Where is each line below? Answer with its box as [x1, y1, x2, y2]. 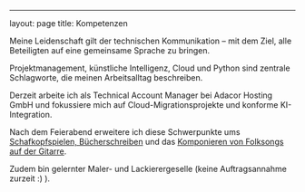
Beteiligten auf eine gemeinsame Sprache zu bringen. [9, 45, 211, 55]
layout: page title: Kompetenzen [9, 18, 129, 28]
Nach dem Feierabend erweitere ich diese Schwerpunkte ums [9, 127, 241, 137]
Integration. [9, 110, 53, 120]
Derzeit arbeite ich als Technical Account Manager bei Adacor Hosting [9, 90, 273, 101]
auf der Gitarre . [9, 146, 67, 157]
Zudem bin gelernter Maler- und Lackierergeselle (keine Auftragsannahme [9, 164, 288, 174]
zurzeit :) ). [9, 173, 51, 184]
